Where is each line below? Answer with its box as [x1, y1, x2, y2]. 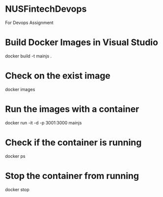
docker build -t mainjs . [5, 53, 52, 59]
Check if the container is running [5, 137, 142, 148]
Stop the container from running [5, 170, 139, 181]
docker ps [5, 153, 26, 159]
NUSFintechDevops [5, 3, 87, 15]
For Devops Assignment [5, 20, 54, 25]
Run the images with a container [5, 104, 139, 115]
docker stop [5, 186, 29, 192]
